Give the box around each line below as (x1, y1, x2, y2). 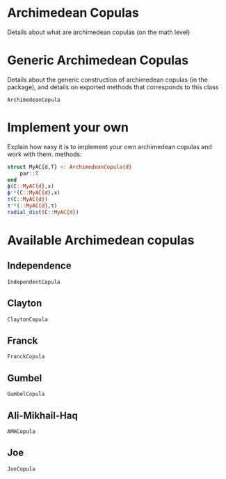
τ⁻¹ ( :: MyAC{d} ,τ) (7, 202, 58, 210)
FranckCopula (7, 353, 45, 360)
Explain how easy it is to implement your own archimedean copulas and (7, 142, 212, 151)
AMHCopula (7, 428, 36, 435)
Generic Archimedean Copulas (7, 52, 189, 68)
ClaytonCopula (7, 316, 49, 323)
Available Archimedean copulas (7, 232, 195, 248)
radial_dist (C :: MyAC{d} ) (7, 208, 79, 215)
